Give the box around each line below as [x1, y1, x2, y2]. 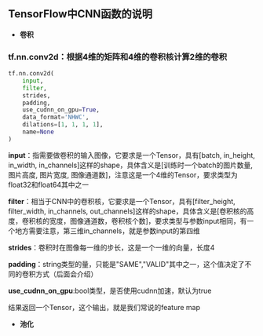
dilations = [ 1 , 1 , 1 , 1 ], [22, 121, 104, 129]
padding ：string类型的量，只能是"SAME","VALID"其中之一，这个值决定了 [8, 259, 245, 268]
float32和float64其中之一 [8, 180, 89, 189]
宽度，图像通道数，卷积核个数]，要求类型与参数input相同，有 [49, 216, 247, 225]
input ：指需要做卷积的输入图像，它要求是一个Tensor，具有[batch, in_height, [8, 150, 255, 159]
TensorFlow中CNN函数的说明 [8, 7, 153, 21]
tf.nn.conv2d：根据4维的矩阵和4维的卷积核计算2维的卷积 [8, 51, 228, 62]
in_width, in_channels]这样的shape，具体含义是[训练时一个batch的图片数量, [8, 160, 253, 170]
